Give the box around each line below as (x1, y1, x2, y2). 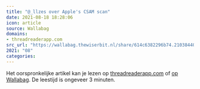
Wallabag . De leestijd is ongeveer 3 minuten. (6, 76, 115, 83)
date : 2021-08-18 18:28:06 (6, 14, 73, 20)
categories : (6, 53, 36, 59)
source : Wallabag (6, 25, 49, 32)
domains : (6, 31, 28, 37)
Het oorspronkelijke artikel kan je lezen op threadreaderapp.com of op (6, 69, 179, 76)
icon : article (6, 20, 42, 26)
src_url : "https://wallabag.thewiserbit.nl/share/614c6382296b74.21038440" (6, 42, 198, 48)
